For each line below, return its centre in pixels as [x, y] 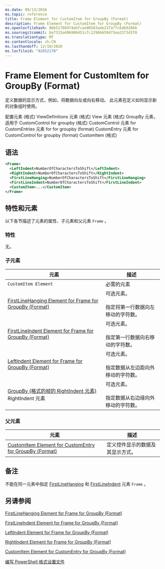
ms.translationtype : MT [29, 38]
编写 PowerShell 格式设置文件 [35, 562]
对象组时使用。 [24, 106]
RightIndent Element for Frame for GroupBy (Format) [58, 542]
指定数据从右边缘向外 [130, 398]
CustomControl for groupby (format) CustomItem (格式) [61, 135]
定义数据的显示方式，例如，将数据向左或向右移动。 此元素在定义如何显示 [79, 100]
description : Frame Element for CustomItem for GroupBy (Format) [73, 23]
